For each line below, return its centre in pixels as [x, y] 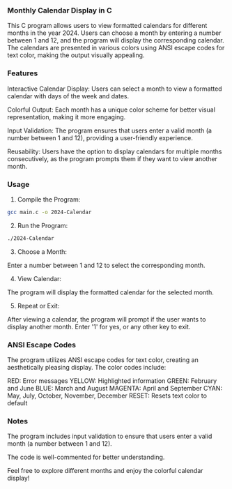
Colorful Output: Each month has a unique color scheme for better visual [111, 110]
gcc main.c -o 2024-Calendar [49, 212]
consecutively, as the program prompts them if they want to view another [113, 158]
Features [23, 73]
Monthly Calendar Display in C [60, 10]
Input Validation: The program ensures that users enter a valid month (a [110, 130]
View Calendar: [39, 278]
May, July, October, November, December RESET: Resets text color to [107, 396]
